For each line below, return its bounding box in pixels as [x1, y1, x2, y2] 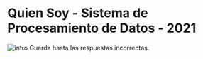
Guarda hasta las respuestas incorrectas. [29, 43, 150, 52]
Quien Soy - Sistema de [7, 5, 148, 21]
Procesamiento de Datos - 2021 [7, 20, 197, 36]
